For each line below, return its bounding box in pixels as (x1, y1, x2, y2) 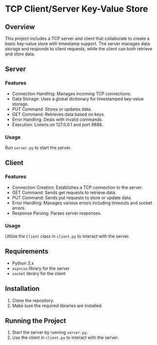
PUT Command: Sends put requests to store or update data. (12, 195, 132, 200)
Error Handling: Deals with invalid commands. (12, 116, 103, 122)
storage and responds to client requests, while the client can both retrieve (5, 46, 153, 51)
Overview (5, 23, 35, 31)
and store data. (5, 51, 35, 57)
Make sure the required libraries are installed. (12, 302, 103, 309)
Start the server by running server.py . (12, 329, 88, 335)
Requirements (5, 247, 48, 256)
